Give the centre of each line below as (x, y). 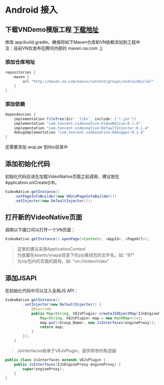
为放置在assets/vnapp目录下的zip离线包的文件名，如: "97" (76, 255)
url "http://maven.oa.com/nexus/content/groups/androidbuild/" (88, 82)
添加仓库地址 (20, 62)
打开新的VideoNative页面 (44, 217)
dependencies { (20, 114)
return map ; (52, 327)
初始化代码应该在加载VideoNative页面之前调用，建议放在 (62, 176)
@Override (41, 309)
